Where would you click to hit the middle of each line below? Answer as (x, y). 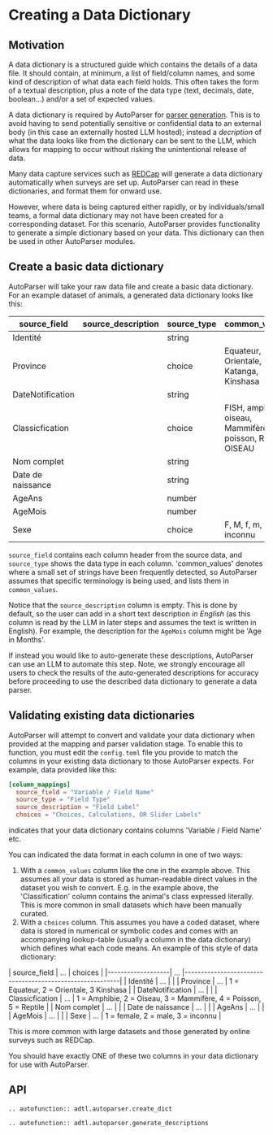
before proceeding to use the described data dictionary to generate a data (133, 681)
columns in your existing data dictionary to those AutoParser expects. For (131, 761)
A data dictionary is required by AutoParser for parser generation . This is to (134, 115)
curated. (34, 913)
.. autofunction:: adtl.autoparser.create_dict (91, 1109)
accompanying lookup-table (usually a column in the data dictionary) (135, 939)
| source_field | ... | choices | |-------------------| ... (94, 972)
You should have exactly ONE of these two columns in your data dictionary (133, 1056)
